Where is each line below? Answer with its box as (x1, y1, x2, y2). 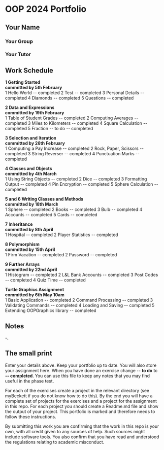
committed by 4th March (5, 171, 57, 177)
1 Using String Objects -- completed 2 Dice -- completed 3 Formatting (5, 176, 147, 182)
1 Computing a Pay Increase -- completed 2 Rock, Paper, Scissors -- (5, 145, 144, 151)
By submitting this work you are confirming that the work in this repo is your (5, 423, 159, 429)
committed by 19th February (5, 110, 65, 116)
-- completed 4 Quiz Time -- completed (5, 277, 86, 283)
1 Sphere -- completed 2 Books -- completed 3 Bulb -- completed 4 (5, 207, 143, 212)
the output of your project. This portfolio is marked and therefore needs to (5, 408, 155, 415)
